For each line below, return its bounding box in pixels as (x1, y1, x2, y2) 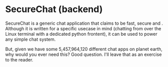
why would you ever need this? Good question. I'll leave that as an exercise (5, 51, 162, 57)
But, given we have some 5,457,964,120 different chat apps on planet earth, (5, 46, 163, 52)
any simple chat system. (5, 36, 56, 42)
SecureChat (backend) (5, 4, 103, 15)
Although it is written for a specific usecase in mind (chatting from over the (5, 25, 161, 31)
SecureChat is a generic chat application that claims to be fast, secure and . (5, 20, 163, 26)
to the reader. (5, 56, 34, 62)
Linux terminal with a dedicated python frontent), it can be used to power (5, 31, 158, 37)
